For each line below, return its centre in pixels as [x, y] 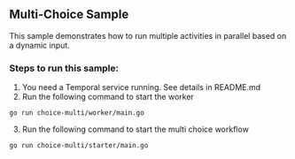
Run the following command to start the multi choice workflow [136, 129]
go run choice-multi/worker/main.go [77, 113]
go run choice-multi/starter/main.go [79, 146]
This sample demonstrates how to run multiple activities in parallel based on [148, 35]
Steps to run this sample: [64, 68]
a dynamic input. [40, 45]
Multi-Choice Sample [69, 15]
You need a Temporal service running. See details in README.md [141, 87]
